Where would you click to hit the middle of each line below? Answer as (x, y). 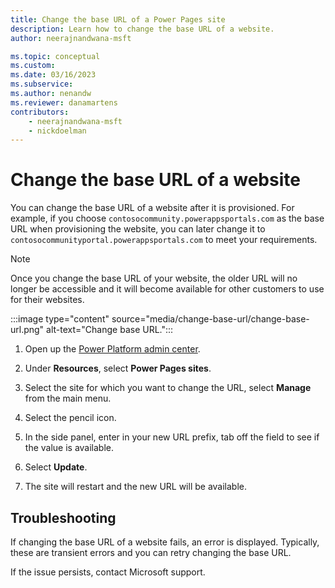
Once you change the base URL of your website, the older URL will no (154, 278)
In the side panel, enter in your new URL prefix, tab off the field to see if (172, 437)
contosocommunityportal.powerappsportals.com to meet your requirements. (164, 240)
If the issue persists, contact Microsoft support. (108, 572)
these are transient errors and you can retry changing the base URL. (151, 552)
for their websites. (47, 300)
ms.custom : (33, 66)
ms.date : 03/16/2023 (53, 75)
